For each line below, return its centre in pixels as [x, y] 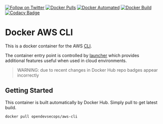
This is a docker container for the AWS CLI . [48, 46]
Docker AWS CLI [39, 32]
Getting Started [29, 91]
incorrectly [28, 75]
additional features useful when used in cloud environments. [66, 61]
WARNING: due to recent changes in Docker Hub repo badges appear [87, 70]
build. [11, 107]
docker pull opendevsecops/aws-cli [41, 116]
